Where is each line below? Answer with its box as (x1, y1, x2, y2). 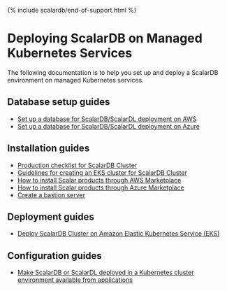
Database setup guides (7, 96, 110, 108)
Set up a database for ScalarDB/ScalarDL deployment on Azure (17, 122, 200, 130)
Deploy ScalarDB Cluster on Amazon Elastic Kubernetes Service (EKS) (17, 229, 220, 238)
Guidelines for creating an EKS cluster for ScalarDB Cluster (17, 168, 187, 177)
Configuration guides (7, 250, 103, 262)
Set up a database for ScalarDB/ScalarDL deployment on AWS (17, 115, 197, 123)
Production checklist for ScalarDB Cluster (17, 161, 138, 169)
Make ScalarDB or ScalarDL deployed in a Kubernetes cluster (17, 269, 194, 277)
